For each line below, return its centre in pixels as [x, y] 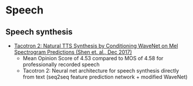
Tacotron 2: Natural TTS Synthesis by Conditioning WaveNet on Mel [96, 46]
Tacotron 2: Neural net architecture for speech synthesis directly [101, 70]
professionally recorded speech [61, 64]
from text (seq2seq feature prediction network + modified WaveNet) [105, 77]
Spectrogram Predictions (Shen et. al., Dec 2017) [73, 52]
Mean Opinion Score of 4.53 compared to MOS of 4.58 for [93, 58]
